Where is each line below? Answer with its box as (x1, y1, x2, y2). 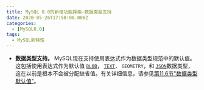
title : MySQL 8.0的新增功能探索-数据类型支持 (6, 9, 112, 15)
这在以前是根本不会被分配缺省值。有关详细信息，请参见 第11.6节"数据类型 (15, 70, 198, 77)
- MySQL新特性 (12, 37, 45, 43)
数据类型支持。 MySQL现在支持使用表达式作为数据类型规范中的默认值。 (15, 55, 195, 61)
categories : (6, 20, 37, 26)
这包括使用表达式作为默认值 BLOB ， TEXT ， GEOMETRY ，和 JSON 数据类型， (15, 62, 194, 69)
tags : (6, 32, 20, 38)
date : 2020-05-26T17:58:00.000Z (6, 15, 88, 21)
